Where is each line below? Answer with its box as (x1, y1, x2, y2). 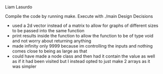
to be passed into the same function (12, 28, 85, 33)
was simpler (12, 63, 36, 69)
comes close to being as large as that (12, 48, 88, 54)
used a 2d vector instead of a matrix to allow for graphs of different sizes (12, 23, 159, 28)
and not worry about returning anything (12, 38, 91, 44)
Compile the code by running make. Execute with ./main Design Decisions (5, 13, 153, 19)
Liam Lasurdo (5, 4, 33, 10)
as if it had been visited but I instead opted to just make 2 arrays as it (12, 59, 150, 64)
